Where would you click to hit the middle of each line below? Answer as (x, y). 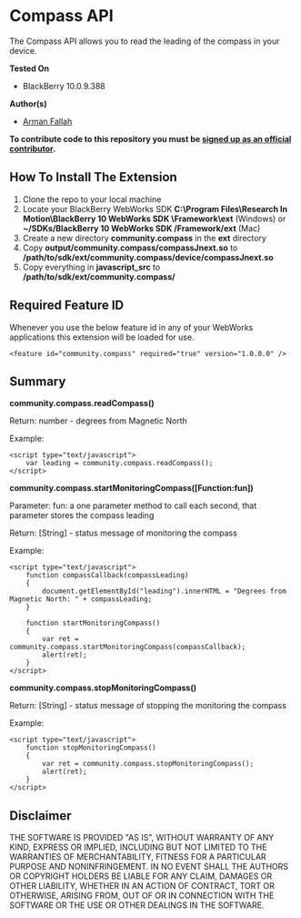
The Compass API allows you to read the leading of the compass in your (145, 41)
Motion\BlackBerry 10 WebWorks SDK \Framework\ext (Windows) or (154, 219)
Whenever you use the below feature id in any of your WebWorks (131, 327)
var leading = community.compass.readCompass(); (120, 464)
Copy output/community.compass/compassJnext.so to (130, 248)
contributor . (33, 148)
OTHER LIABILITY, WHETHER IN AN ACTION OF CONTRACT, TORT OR (142, 886)
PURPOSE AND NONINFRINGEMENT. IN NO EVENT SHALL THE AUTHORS (149, 867)
